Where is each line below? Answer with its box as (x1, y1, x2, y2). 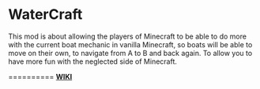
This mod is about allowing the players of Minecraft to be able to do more (8, 32, 247, 41)
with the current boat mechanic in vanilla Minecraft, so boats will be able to (8, 39, 253, 49)
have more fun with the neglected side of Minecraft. (8, 57, 178, 66)
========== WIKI (8, 72, 73, 81)
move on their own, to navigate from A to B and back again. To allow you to (8, 48, 253, 57)
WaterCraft (8, 6, 83, 24)
